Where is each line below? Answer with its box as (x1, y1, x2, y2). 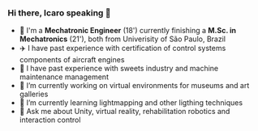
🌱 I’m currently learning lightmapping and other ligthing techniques (19, 98, 243, 108)
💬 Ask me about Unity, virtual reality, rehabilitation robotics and (19, 107, 230, 116)
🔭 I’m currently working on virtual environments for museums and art (19, 81, 250, 91)
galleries (19, 89, 49, 99)
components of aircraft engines (19, 55, 125, 65)
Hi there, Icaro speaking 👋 (7, 7, 111, 19)
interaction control (19, 115, 81, 125)
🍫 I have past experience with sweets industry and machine (19, 64, 219, 74)
